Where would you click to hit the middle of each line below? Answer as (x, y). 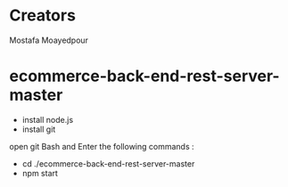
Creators (42, 16)
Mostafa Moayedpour (49, 40)
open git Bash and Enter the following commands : (102, 146)
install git (39, 129)
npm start (40, 173)
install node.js (48, 119)
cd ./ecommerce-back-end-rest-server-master (108, 163)
